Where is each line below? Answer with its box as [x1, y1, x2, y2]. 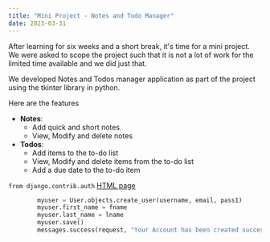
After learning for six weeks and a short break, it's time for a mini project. [8, 41, 251, 51]
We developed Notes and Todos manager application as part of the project [8, 74, 256, 84]
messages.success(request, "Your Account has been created [37, 226, 239, 234]
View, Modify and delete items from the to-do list [31, 156, 194, 166]
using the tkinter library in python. [8, 82, 121, 92]
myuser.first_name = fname [37, 203, 128, 211]
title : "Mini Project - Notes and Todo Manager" [8, 11, 174, 20]
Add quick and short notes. [31, 122, 122, 132]
